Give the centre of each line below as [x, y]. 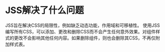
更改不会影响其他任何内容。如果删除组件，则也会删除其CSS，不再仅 [85, 38]
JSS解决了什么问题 [45, 10]
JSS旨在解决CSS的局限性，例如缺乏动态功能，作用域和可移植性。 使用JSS [83, 25]
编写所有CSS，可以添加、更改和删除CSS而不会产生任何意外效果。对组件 [80, 31]
